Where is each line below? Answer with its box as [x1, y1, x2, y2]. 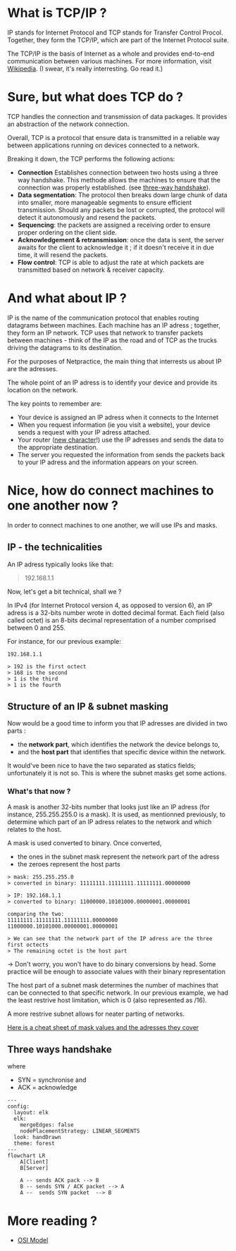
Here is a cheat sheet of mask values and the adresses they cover [7, 1023, 199, 1031]
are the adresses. [7, 364, 58, 373]
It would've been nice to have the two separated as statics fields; [7, 761, 196, 770]
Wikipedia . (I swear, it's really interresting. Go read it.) [7, 64, 163, 73]
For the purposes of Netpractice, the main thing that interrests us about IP [7, 357, 222, 366]
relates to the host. [7, 825, 62, 833]
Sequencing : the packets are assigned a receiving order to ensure [17, 220, 211, 229]
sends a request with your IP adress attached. [17, 428, 151, 436]
